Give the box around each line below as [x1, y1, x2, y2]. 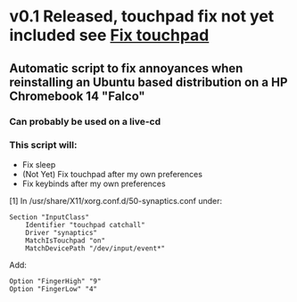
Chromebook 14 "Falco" [9, 88, 145, 103]
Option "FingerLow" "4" [9, 284, 98, 293]
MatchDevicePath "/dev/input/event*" [25, 243, 166, 253]
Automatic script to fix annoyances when [9, 61, 243, 76]
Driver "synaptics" [25, 228, 98, 237]
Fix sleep [21, 159, 56, 170]
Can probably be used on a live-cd [9, 115, 161, 127]
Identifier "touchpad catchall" [25, 220, 145, 229]
